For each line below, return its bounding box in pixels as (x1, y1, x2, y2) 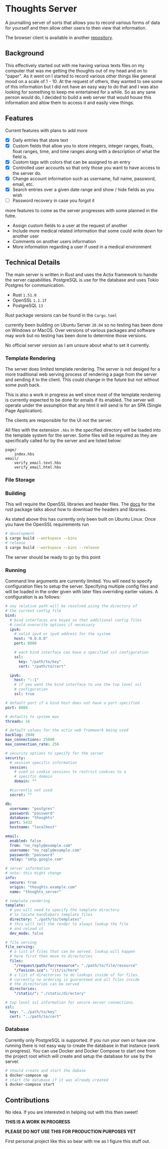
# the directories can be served (9, 981, 79, 987)
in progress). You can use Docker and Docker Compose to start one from (5, 1047, 156, 1053)
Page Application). (5, 408, 43, 414)
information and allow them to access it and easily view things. (5, 100, 134, 106)
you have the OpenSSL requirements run (5, 521, 89, 528)
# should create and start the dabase (5, 1068, 86, 1073)
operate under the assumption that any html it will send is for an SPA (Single (5, 402, 161, 408)
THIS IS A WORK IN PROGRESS (5, 1119, 70, 1125)
